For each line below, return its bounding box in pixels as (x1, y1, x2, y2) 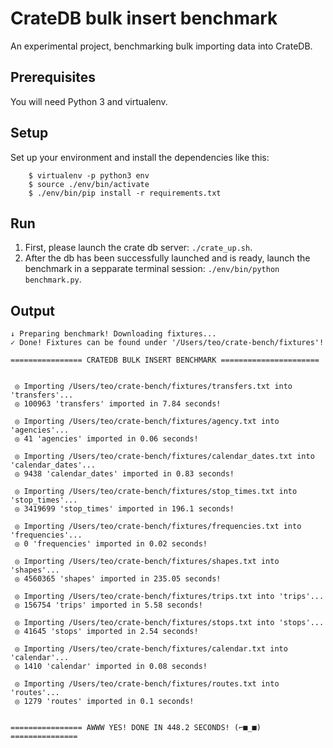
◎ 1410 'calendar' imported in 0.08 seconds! (14, 662, 208, 672)
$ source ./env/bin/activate (28, 179, 150, 189)
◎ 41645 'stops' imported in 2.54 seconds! (14, 627, 199, 637)
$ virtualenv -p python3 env (28, 170, 150, 181)
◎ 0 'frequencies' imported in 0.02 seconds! (14, 539, 208, 549)
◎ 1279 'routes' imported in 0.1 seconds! (14, 697, 195, 707)
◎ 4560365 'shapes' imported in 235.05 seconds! (14, 574, 222, 584)
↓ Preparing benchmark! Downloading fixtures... (10, 329, 217, 339)
